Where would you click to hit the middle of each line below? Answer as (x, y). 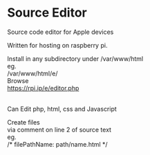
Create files (24, 122)
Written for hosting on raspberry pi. (57, 45)
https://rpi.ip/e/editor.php (43, 88)
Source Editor (47, 13)
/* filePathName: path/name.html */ (58, 144)
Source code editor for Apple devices (60, 32)
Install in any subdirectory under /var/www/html (75, 58)
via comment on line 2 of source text (59, 129)
